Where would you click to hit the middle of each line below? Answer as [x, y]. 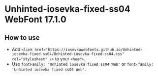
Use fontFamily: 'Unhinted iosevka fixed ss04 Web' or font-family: [82, 64]
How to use [22, 38]
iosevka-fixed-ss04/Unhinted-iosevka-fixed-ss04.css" [68, 54]
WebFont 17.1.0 [36, 19]
